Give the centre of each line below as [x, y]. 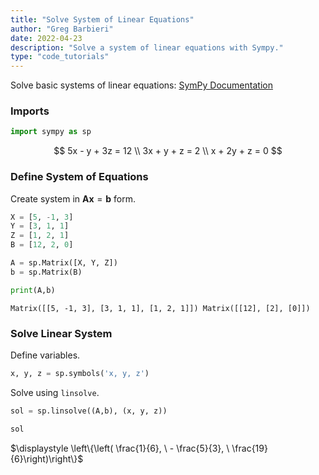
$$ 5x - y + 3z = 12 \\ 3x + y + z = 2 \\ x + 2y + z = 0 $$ [168, 151]
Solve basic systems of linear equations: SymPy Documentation [141, 85]
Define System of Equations [79, 177]
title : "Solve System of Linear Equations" [102, 19]
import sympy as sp [51, 132]
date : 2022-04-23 [46, 38]
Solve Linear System [61, 333]
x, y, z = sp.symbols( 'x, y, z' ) [80, 374]
